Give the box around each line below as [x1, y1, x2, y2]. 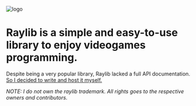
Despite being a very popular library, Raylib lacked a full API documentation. [6, 70, 190, 77]
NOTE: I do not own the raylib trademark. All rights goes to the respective [6, 88, 184, 95]
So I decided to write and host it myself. [6, 76, 102, 83]
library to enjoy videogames [6, 39, 146, 52]
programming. [6, 51, 78, 64]
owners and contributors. [6, 94, 68, 101]
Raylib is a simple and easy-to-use [6, 26, 178, 39]
